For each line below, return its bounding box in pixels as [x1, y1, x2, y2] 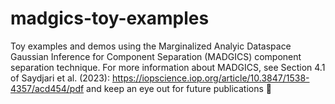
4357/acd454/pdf [10, 82, 85, 94]
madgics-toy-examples [10, 7, 210, 30]
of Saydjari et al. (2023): [10, 72, 111, 84]
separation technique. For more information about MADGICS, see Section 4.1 [10, 61, 326, 73]
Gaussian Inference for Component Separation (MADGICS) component [10, 50, 302, 62]
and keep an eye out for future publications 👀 [86, 82, 272, 94]
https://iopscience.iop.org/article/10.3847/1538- [111, 72, 310, 84]
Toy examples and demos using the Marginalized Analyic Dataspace [10, 40, 292, 52]
